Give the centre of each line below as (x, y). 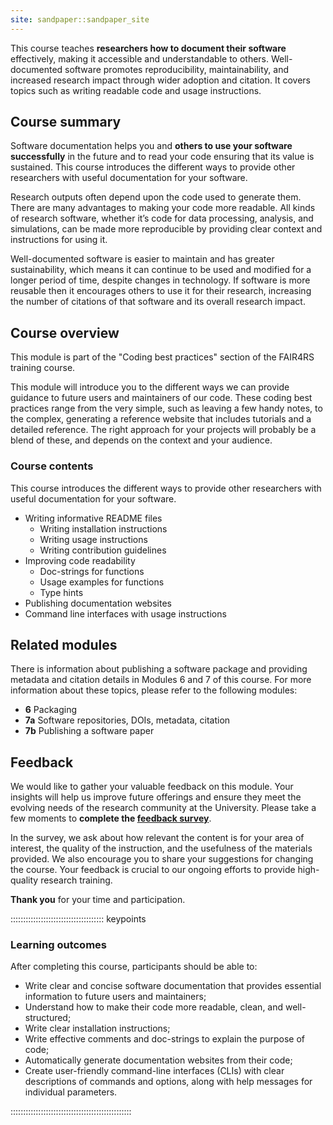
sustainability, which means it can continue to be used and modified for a (161, 270)
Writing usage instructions (93, 539)
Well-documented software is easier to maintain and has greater (142, 259)
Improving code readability (80, 560)
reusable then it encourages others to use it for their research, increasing (161, 291)
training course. (43, 368)
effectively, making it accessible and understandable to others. (140, 58)
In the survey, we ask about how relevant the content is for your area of (157, 838)
